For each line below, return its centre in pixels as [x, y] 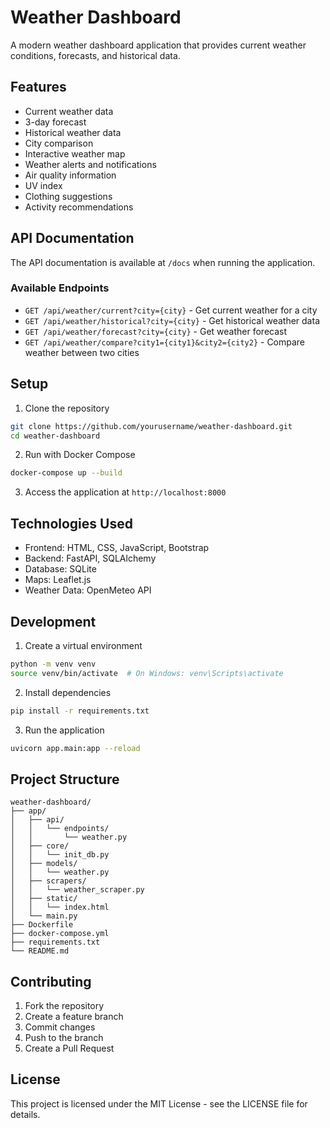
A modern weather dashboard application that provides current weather [158, 45]
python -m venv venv [53, 664]
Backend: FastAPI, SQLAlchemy [90, 558]
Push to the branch [64, 1038]
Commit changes [60, 1027]
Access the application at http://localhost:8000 [125, 492]
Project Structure [65, 779]
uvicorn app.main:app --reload [75, 748]
